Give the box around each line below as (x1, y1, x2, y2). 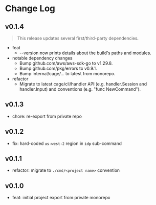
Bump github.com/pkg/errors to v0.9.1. (19, 65, 97, 71)
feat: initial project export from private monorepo (12, 195, 111, 201)
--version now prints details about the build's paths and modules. (19, 50, 152, 56)
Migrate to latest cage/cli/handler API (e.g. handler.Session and (19, 81, 147, 87)
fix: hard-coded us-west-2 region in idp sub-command (12, 140, 122, 146)
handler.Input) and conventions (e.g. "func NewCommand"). (19, 86, 141, 92)
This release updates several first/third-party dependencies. (17, 35, 139, 41)
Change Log (5, 3, 55, 14)
